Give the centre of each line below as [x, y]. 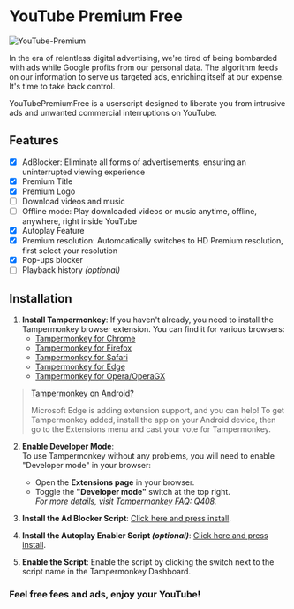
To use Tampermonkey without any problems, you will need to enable [148, 456]
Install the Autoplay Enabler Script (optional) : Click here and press [145, 536]
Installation [41, 298]
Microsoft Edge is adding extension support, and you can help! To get [158, 411]
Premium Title [47, 181]
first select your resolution [69, 251]
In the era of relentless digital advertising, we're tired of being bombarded [143, 58]
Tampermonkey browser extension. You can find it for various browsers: [153, 329]
